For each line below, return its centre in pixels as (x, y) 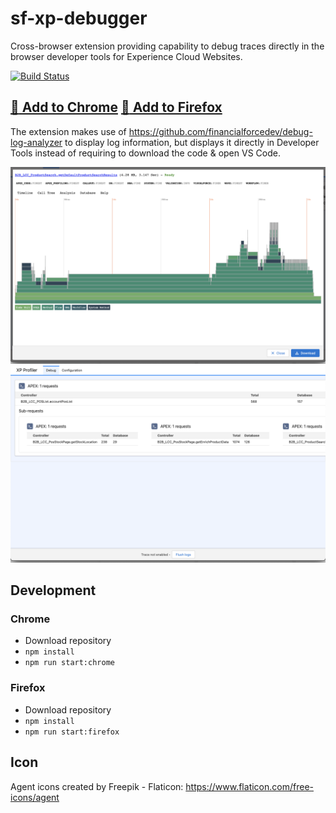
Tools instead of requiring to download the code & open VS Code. (145, 153)
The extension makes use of (68, 131)
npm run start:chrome (69, 663)
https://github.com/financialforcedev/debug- (220, 131)
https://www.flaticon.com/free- (249, 786)
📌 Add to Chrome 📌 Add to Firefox (116, 107)
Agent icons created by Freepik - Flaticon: (97, 786)
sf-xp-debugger (79, 18)
